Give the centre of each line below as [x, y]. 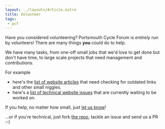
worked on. [24, 98]
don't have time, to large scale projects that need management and [74, 58]
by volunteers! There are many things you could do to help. [66, 43]
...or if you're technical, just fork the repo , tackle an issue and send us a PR [82, 117]
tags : [11, 19]
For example [18, 73]
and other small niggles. [37, 87]
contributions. [19, 63]
